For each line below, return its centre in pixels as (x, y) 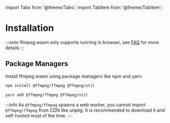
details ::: (15, 48)
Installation (30, 28)
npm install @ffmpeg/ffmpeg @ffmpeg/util (50, 86)
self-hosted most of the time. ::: (38, 115)
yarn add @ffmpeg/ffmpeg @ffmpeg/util (47, 95)
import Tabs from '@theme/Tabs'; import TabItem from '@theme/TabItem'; (84, 7)
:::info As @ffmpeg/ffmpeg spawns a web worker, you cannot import (76, 105)
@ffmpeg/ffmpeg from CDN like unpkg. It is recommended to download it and (85, 110)
